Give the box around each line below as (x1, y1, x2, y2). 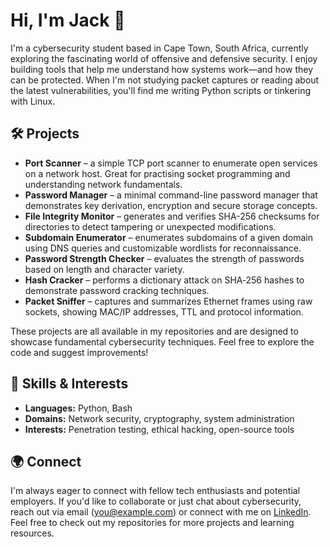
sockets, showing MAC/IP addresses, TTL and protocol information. (24, 305, 304, 318)
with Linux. (10, 95, 56, 107)
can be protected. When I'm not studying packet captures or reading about (10, 74, 320, 86)
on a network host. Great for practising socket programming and (24, 167, 291, 179)
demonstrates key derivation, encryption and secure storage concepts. (24, 199, 318, 211)
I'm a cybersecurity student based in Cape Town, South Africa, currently (10, 42, 309, 54)
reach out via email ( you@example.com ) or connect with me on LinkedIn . (10, 506, 312, 518)
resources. (10, 527, 55, 539)
